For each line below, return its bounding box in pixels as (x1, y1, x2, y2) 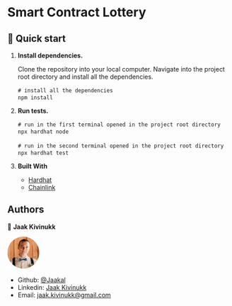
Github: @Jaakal (17, 276, 66, 284)
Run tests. (17, 107, 49, 115)
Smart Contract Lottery (7, 4, 146, 21)
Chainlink (28, 183, 56, 191)
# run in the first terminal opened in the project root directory (17, 121, 221, 128)
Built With (17, 162, 48, 170)
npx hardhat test (17, 149, 69, 157)
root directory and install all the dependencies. (17, 72, 153, 81)
